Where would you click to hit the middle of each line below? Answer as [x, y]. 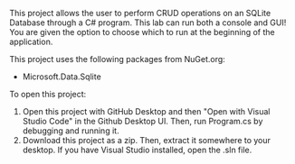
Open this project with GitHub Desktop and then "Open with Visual [146, 111]
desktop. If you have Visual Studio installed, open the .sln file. [137, 150]
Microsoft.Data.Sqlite [62, 77]
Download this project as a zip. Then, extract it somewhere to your [147, 140]
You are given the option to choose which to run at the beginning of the [142, 32]
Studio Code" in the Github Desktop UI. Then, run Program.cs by [143, 121]
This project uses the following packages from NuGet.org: [118, 59]
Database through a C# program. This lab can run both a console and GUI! [148, 23]
